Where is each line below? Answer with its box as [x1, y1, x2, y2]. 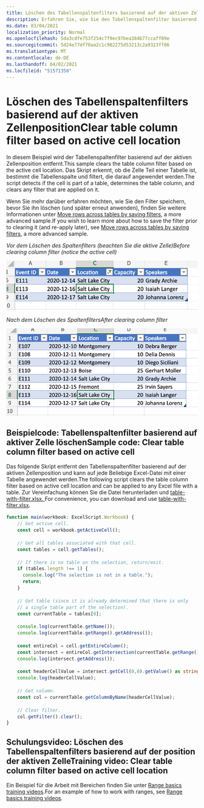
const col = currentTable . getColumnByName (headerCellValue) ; [17, 694, 175, 700]
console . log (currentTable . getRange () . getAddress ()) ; [17, 630, 154, 636]
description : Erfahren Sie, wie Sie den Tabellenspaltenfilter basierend [6, 16, 197, 23]
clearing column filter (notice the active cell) [6, 249, 117, 256]
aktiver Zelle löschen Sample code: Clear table [6, 438, 185, 448]
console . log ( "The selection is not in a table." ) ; [22, 572, 154, 578]
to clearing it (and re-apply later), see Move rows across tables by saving [6, 224, 189, 231]
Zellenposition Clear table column [6, 121, 178, 134]
